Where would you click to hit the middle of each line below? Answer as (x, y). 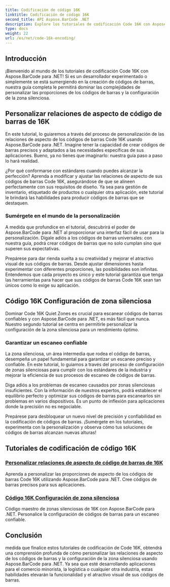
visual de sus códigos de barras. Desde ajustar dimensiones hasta (74, 263)
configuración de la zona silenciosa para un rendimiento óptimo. (72, 329)
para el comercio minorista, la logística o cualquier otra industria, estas (79, 569)
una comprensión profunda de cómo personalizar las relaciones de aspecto (84, 553)
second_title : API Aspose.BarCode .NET (47, 19)
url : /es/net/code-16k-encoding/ (40, 38)
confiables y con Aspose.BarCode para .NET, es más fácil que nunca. (78, 319)
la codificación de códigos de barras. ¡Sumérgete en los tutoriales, (75, 421)
